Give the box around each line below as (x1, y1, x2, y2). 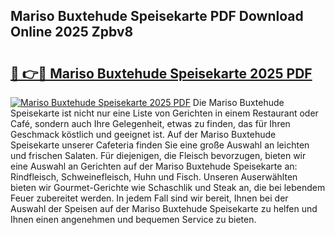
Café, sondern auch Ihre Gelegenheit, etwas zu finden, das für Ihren (10, 118, 291, 129)
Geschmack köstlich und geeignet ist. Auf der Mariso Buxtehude (10, 129, 277, 140)
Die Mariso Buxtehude (192, 97, 285, 108)
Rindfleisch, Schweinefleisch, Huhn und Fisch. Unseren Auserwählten (10, 171, 298, 183)
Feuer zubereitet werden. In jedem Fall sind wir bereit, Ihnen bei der (10, 192, 289, 204)
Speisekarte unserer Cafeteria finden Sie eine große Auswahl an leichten (10, 139, 310, 151)
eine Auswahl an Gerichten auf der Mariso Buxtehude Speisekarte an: (10, 160, 298, 172)
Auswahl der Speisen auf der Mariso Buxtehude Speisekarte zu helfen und (10, 203, 318, 214)
